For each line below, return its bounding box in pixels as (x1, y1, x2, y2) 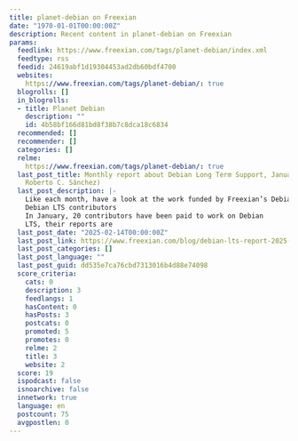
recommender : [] (17, 137, 77, 146)
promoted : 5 (25, 327, 69, 336)
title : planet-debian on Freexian (9, 12, 137, 22)
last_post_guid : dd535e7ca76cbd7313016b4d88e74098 (17, 261, 208, 270)
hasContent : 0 (25, 302, 77, 311)
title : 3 (25, 352, 58, 361)
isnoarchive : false (17, 385, 90, 394)
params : (9, 37, 38, 47)
